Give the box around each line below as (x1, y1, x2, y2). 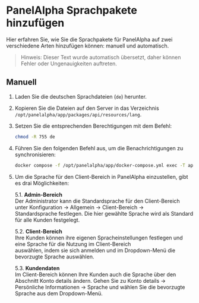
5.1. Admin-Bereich (14, 191, 63, 198)
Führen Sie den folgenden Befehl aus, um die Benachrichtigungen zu (14, 144, 184, 151)
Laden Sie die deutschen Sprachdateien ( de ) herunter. (14, 93, 147, 100)
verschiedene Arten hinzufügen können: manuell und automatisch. (6, 42, 169, 49)
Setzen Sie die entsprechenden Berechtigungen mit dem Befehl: (14, 122, 172, 130)
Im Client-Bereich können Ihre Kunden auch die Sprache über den (14, 271, 176, 278)
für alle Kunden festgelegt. (14, 216, 80, 223)
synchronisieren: (14, 151, 56, 158)
